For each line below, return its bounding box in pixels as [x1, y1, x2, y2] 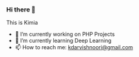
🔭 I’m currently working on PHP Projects [15, 31, 115, 38]
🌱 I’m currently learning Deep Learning [15, 37, 112, 44]
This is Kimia [6, 19, 38, 26]
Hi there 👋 [6, 5, 36, 14]
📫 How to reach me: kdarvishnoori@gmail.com [15, 44, 134, 51]
